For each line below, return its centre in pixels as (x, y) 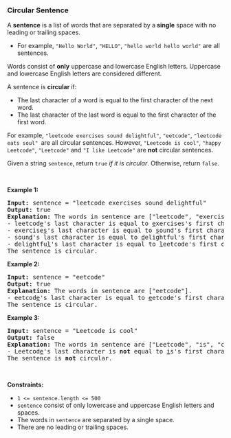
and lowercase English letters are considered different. (85, 73)
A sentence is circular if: (42, 87)
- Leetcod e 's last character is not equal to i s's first (105, 351)
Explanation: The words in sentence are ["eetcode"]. (100, 291)
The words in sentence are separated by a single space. (96, 420)
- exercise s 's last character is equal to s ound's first (105, 231)
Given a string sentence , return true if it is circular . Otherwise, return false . (113, 163)
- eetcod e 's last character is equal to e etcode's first (105, 298)
